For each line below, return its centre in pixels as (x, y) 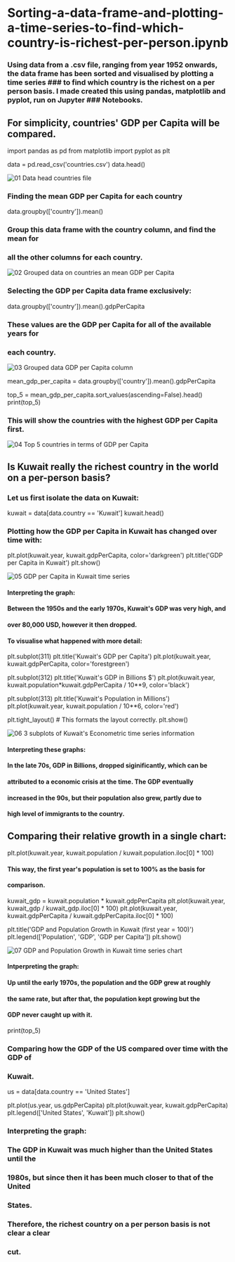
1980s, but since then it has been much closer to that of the (110, 1178)
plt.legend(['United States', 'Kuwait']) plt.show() (76, 1113)
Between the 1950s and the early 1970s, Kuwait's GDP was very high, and (117, 608)
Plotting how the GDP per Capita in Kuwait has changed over (112, 531)
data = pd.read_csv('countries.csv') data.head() (76, 164)
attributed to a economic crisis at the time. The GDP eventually (101, 782)
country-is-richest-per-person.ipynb (118, 43)
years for (23, 333)
